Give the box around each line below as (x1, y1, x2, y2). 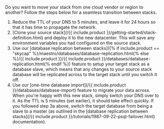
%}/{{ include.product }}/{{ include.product (12, 56, 101, 61)
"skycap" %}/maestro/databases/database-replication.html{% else (12, 50, 149, 56)
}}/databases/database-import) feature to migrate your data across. (12, 87, 151, 93)
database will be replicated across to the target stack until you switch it (12, 72, 157, 77)
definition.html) (12, 35, 43, 41)
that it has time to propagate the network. (12, 24, 97, 30)
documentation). (12, 119, 46, 125)
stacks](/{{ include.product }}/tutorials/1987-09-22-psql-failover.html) (12, 114, 155, 119)
